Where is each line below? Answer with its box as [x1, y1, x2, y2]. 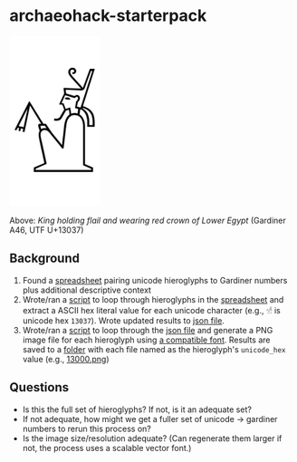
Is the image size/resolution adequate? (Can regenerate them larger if [22, 432, 283, 444]
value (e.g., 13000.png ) [22, 353, 110, 364]
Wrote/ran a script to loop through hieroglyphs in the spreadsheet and [22, 294, 284, 304]
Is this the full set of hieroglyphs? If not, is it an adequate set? [22, 404, 252, 415]
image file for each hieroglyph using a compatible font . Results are [22, 334, 271, 345]
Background [9, 251, 80, 266]
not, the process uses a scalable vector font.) [22, 442, 192, 453]
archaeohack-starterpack [9, 5, 207, 26]
